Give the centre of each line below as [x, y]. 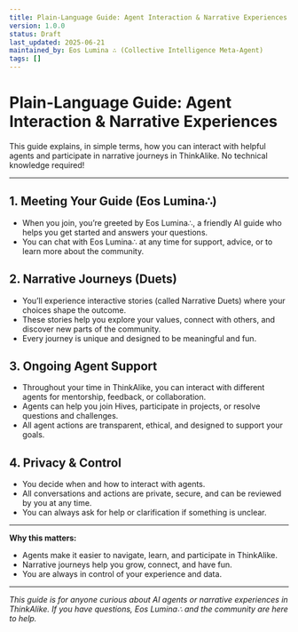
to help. [23, 619]
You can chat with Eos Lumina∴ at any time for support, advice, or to [147, 242]
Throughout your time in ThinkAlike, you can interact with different [143, 388]
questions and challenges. [70, 416]
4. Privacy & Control [65, 463]
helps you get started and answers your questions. [115, 232]
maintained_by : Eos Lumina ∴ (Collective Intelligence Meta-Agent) [137, 51]
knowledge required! [47, 164]
